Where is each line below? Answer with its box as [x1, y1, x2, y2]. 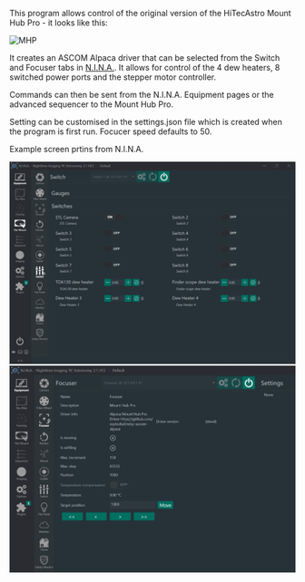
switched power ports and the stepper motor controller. [9, 72, 217, 82]
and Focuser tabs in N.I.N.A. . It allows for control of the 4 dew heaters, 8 [9, 63, 280, 73]
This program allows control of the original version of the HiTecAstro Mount [9, 8, 292, 18]
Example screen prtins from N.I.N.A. [9, 144, 144, 154]
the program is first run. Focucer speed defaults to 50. [9, 126, 212, 137]
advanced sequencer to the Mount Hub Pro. [9, 99, 174, 110]
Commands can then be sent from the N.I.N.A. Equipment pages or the [9, 90, 274, 100]
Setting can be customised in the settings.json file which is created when [9, 117, 283, 127]
